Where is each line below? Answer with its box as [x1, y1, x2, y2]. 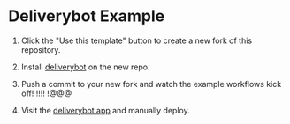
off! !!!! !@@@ [20, 88, 72, 98]
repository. [20, 44, 61, 55]
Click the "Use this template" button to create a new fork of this [20, 35, 253, 46]
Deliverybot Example [8, 6, 165, 26]
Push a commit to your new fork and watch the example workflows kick [20, 78, 282, 89]
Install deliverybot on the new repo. [20, 62, 150, 72]
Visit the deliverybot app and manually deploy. [20, 105, 191, 115]
